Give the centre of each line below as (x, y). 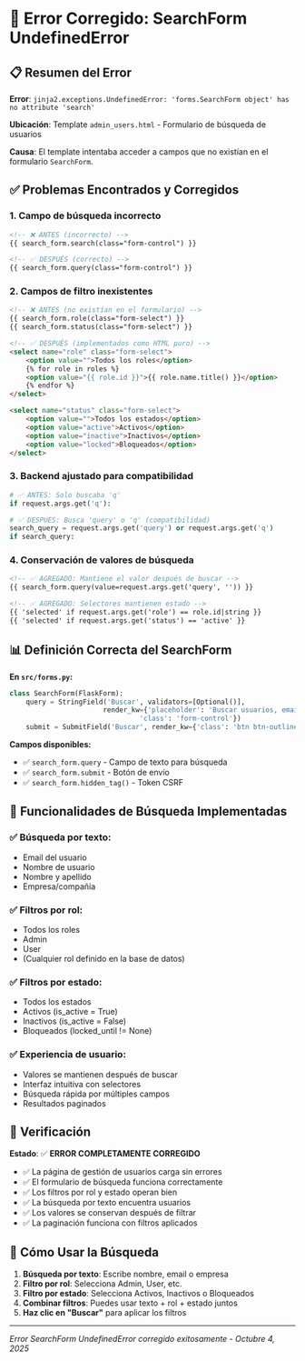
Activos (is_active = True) (70, 1012)
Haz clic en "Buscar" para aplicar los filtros (104, 1313)
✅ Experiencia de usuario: (68, 1055)
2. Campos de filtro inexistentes (81, 292)
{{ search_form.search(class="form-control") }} (103, 243)
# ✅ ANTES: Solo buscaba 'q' (65, 495)
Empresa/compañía (59, 886)
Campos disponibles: (50, 745)
